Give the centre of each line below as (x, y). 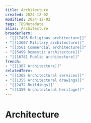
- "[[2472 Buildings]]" (30, 85)
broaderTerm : (19, 33)
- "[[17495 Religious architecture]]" (46, 38)
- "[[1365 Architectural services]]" (45, 76)
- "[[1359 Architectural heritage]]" (45, 89)
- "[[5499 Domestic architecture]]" (43, 52)
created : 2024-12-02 (27, 15)
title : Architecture (27, 10)
